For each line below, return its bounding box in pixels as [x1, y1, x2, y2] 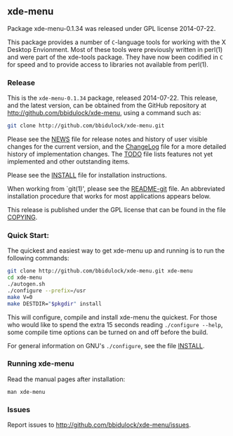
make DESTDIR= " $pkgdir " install [7, 300, 102, 308]
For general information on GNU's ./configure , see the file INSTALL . [7, 341, 205, 350]
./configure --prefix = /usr [7, 287, 86, 294]
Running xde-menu [7, 359, 75, 369]
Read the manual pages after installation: [7, 375, 126, 383]
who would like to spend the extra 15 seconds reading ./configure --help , [7, 320, 223, 329]
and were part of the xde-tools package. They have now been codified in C [7, 53, 223, 61]
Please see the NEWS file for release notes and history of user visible [7, 135, 208, 143]
